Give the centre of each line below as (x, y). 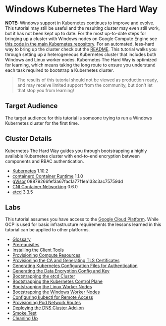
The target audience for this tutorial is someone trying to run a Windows (79, 118)
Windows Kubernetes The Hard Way (81, 9)
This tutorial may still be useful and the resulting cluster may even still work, (83, 28)
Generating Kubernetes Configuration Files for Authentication (75, 266)
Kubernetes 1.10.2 (30, 171)
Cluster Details (28, 139)
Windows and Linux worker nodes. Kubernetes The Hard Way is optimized (81, 59)
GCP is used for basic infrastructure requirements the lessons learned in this (83, 224)
